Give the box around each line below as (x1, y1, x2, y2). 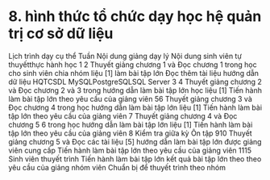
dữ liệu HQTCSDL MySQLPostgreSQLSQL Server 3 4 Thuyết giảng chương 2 (8, 77, 262, 86)
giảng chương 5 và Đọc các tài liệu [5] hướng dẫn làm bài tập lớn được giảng (8, 136, 262, 146)
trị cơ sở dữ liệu (8, 24, 114, 43)
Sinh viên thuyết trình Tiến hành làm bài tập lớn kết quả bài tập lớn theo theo (8, 153, 262, 164)
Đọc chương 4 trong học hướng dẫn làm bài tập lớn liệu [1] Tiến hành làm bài (8, 103, 263, 112)
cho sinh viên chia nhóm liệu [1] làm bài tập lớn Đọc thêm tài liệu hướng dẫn (8, 68, 260, 77)
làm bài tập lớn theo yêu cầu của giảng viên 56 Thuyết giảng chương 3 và (8, 94, 252, 103)
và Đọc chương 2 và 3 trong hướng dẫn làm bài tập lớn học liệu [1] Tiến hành (8, 85, 262, 95)
